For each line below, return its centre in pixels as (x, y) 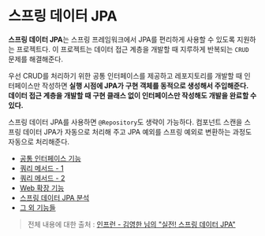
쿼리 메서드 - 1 (42, 168)
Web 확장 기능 (42, 188)
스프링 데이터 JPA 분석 (54, 197)
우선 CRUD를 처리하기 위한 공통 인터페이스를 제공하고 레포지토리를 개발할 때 (125, 76)
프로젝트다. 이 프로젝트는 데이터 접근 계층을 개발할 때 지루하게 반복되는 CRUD (133, 49)
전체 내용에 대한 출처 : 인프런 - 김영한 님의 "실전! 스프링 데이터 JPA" (132, 224)
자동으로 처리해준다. (39, 142)
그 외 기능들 (38, 207)
